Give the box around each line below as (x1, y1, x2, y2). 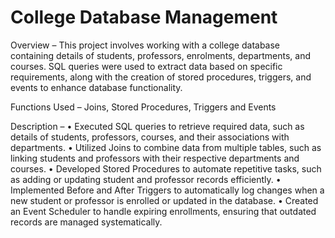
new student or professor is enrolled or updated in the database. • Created (10, 194, 319, 206)
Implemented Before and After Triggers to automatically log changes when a (10, 184, 325, 196)
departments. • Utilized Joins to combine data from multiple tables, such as (10, 141, 322, 153)
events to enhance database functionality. (10, 81, 183, 93)
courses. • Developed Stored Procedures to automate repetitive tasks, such (10, 162, 322, 175)
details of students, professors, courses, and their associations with (10, 131, 290, 143)
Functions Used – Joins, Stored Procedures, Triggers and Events (10, 101, 277, 113)
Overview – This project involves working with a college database (10, 39, 281, 51)
